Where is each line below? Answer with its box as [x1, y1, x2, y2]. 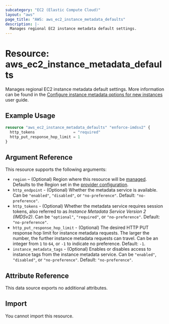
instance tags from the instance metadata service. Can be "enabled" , [12, 251, 157, 258]
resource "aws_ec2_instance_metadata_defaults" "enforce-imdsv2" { [5, 125, 151, 130]
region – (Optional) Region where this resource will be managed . [12, 176, 147, 182]
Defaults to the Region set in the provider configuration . [12, 181, 129, 188]
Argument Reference [5, 153, 73, 162]
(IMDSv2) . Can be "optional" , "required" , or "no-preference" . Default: [12, 214, 160, 220]
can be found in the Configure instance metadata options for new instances [5, 91, 163, 98]
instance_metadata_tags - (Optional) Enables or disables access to [12, 246, 151, 252]
